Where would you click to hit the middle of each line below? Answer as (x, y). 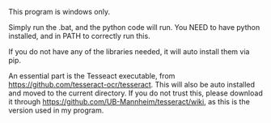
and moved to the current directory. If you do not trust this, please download (135, 93)
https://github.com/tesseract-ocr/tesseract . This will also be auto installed (132, 85)
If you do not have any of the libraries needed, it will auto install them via (129, 51)
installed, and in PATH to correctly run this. (80, 36)
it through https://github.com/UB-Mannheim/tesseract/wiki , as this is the (129, 102)
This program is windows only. (59, 12)
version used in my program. (56, 110)
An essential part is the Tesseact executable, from (92, 76)
